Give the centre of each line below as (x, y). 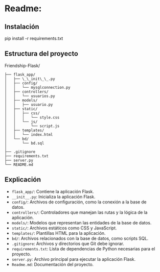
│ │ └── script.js (32, 126)
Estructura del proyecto (42, 54)
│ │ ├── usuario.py (29, 104)
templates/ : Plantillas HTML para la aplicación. (58, 233)
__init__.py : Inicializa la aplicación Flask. (54, 197)
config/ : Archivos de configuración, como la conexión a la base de (79, 202)
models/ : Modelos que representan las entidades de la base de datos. (82, 223)
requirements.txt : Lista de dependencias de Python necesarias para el (83, 248)
